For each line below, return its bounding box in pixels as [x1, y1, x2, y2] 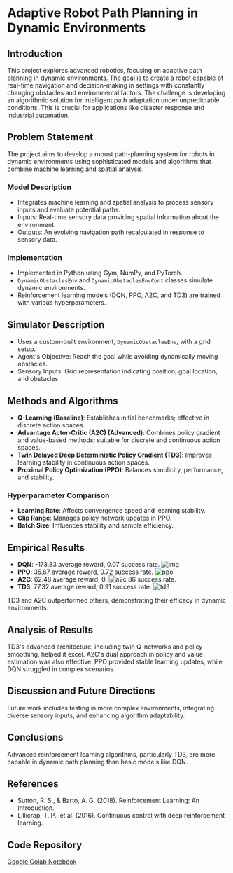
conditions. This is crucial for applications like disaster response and [7, 104, 205, 111]
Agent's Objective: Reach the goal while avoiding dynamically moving [17, 352, 218, 361]
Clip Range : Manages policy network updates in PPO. [17, 514, 172, 523]
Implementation [7, 253, 63, 263]
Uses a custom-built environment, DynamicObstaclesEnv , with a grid [17, 338, 211, 346]
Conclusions [7, 731, 64, 743]
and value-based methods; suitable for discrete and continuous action [17, 436, 220, 444]
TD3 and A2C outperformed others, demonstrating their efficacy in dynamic [7, 596, 226, 605]
